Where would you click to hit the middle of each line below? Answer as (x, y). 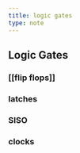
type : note (26, 23)
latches (23, 98)
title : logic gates (40, 15)
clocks (21, 141)
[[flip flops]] (32, 78)
